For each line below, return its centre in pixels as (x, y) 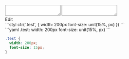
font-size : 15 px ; (27, 47)
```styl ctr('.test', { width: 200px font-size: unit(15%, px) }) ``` (65, 24)
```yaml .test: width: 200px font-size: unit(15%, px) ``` (58, 29)
